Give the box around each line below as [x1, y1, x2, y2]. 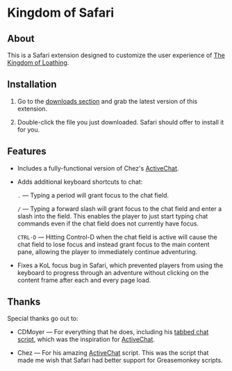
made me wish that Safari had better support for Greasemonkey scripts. [17, 356, 224, 365]
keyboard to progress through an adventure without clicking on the [17, 268, 209, 276]
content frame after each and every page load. [17, 276, 151, 284]
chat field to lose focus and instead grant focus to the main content [17, 240, 210, 248]
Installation [7, 79, 57, 90]
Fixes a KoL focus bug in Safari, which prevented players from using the [17, 261, 224, 269]
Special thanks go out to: [7, 315, 78, 323]
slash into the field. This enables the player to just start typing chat [17, 212, 208, 220]
